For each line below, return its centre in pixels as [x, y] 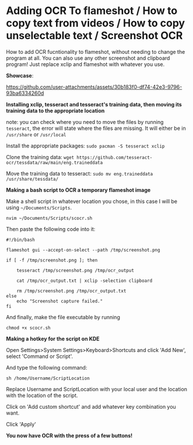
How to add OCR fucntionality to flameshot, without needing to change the [96, 51]
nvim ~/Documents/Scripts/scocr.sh [49, 218]
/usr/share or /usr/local [36, 134]
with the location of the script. [42, 395]
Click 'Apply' [21, 424]
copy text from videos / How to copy [96, 23]
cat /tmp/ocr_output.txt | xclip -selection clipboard [85, 281]
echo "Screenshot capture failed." [60, 301]
